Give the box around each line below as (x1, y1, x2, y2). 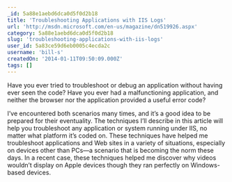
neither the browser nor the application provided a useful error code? (7, 95, 206, 104)
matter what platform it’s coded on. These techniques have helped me (7, 131, 208, 140)
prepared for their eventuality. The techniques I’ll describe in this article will (7, 116, 224, 125)
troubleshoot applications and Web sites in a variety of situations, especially (7, 138, 226, 147)
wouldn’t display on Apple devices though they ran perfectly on (7, 160, 190, 169)
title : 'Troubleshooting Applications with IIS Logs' (7, 17, 167, 24)
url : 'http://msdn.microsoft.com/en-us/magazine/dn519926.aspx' (7, 23, 198, 30)
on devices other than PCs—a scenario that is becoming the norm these (7, 146, 214, 154)
